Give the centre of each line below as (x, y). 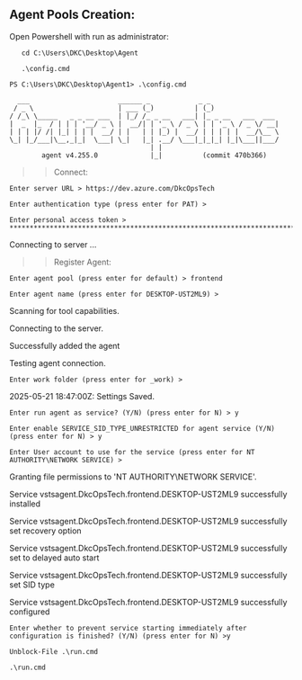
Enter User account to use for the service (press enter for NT (132, 452)
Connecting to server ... (53, 244)
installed (25, 504)
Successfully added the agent (65, 345)
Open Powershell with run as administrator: (89, 36)
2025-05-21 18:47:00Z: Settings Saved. (82, 396)
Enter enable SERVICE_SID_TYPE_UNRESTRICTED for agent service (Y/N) (142, 428)
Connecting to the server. (57, 328)
